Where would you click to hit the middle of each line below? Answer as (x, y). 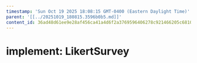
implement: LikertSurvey (68, 51)
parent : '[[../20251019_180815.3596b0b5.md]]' (64, 17)
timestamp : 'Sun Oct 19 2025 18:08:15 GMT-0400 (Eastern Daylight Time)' (98, 11)
